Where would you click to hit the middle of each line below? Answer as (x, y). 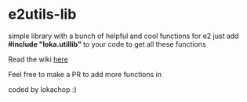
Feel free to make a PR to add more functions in (85, 74)
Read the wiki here (38, 59)
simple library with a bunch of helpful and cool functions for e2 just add (123, 36)
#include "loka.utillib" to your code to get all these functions (107, 44)
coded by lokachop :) (42, 89)
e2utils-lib (42, 14)
